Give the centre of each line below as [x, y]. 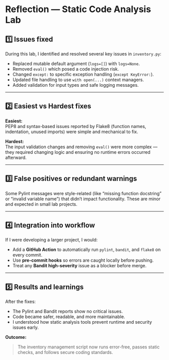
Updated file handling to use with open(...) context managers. [78, 80]
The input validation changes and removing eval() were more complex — [81, 147]
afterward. [16, 157]
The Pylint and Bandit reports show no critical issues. [68, 312]
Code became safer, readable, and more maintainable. [69, 317]
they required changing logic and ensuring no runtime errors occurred [78, 152]
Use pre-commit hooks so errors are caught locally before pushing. [83, 260]
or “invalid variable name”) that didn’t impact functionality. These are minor [83, 199]
